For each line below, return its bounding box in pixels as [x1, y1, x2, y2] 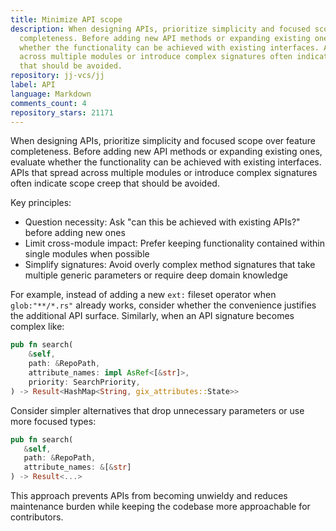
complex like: [10, 321, 65, 333]
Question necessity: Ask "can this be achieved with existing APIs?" [24, 216, 301, 228]
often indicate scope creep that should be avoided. [10, 177, 220, 190]
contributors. [10, 511, 64, 523]
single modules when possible [24, 248, 150, 260]
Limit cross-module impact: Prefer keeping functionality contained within [24, 237, 325, 250]
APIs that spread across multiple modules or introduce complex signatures [10, 167, 318, 179]
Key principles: [10, 197, 72, 209]
